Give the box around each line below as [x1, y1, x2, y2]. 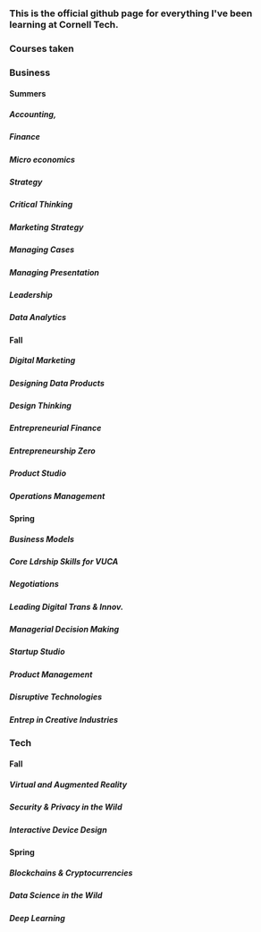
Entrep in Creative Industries [9, 714, 119, 724]
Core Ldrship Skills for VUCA [9, 555, 119, 566]
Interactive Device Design [9, 824, 107, 835]
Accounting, [9, 108, 56, 119]
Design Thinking [9, 401, 72, 411]
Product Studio [9, 468, 67, 479]
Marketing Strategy [9, 222, 84, 233]
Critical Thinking [9, 199, 73, 210]
